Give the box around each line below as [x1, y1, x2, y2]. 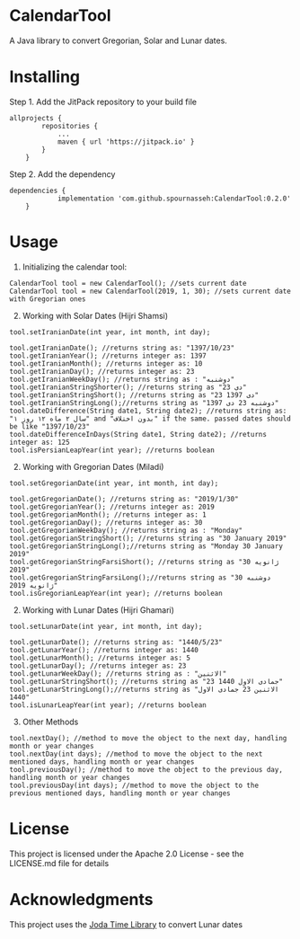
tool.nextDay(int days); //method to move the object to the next [9, 749, 263, 758]
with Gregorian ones [9, 294, 87, 304]
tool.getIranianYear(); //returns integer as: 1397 [9, 351, 207, 360]
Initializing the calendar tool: [22, 261, 128, 272]
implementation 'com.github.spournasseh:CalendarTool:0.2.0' [57, 194, 292, 203]
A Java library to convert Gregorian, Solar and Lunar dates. [9, 35, 227, 46]
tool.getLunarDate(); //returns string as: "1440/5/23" [9, 637, 223, 647]
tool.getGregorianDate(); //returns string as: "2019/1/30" [9, 494, 240, 503]
